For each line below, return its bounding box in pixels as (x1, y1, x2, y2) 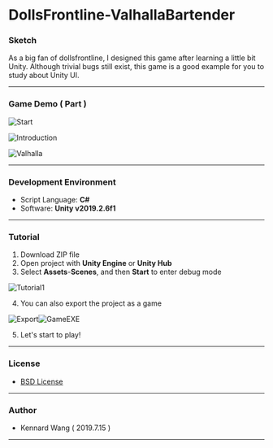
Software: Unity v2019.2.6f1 (19, 203, 116, 213)
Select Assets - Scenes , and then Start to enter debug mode (19, 267, 222, 277)
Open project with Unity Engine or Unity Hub (19, 259, 172, 268)
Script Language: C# (19, 195, 90, 205)
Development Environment (8, 176, 116, 188)
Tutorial (8, 232, 40, 242)
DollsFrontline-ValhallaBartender (8, 6, 236, 24)
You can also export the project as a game (19, 298, 162, 308)
